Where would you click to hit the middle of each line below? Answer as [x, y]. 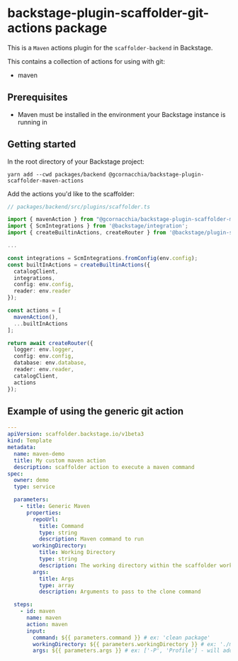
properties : [44, 513]
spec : [15, 474]
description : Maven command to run [91, 539]
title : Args [56, 579]
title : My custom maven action [60, 461]
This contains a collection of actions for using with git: [86, 61]
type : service [34, 487]
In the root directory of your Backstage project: [76, 162]
